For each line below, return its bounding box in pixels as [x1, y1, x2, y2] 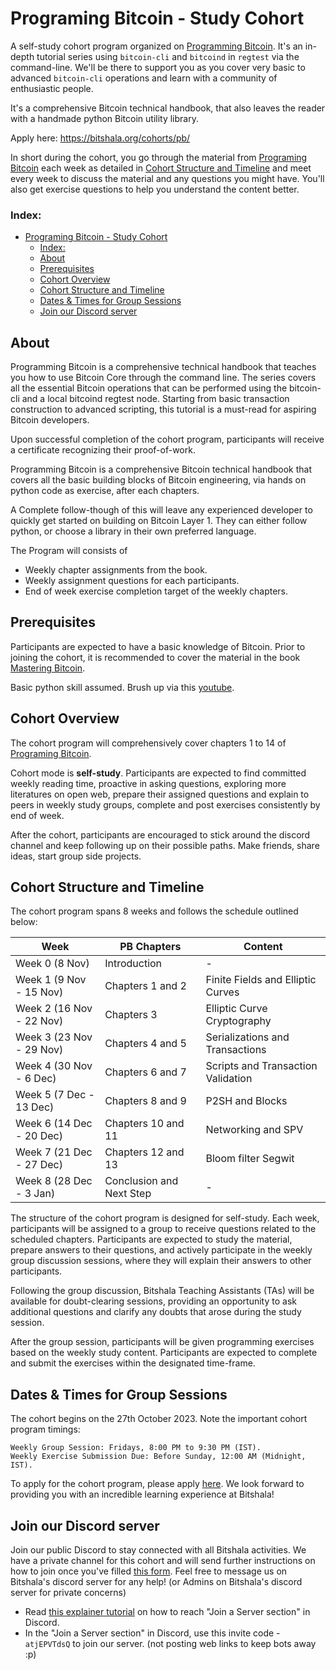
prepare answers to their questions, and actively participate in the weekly [10, 1244, 313, 1256]
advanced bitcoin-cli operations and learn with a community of [10, 72, 278, 84]
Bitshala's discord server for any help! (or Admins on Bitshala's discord [10, 1576, 303, 1588]
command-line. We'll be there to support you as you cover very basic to [10, 61, 306, 73]
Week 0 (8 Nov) [15, 957, 90, 971]
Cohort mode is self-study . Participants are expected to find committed [10, 767, 307, 779]
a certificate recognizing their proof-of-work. [10, 444, 196, 456]
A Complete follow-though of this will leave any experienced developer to [10, 504, 313, 516]
